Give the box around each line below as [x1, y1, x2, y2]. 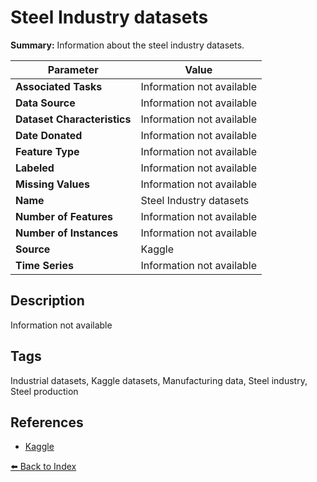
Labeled [15, 161, 55, 175]
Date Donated [15, 128, 83, 142]
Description [10, 292, 85, 310]
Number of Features [15, 209, 114, 223]
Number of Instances [15, 226, 119, 240]
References [10, 414, 84, 431]
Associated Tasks [15, 79, 103, 93]
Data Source [15, 96, 76, 110]
